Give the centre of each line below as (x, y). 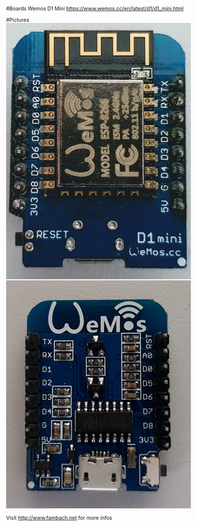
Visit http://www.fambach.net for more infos (59, 518)
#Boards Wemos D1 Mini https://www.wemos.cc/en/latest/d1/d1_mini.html (95, 9)
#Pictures (18, 20)
